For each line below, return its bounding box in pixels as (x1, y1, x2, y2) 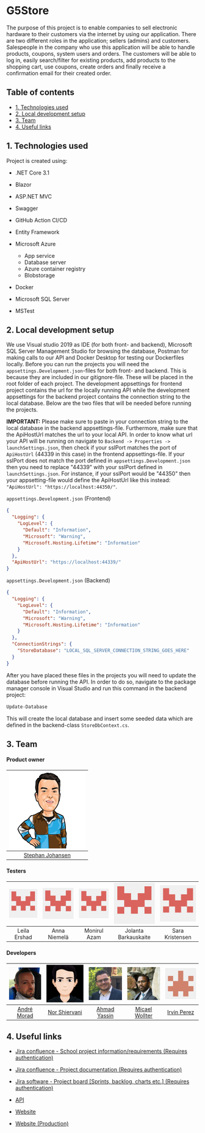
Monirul (84, 927, 104, 934)
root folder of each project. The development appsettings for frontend (6, 380, 182, 388)
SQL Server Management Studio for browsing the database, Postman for (6, 347, 189, 355)
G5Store (6, 4, 49, 18)
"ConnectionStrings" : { (12, 641, 72, 647)
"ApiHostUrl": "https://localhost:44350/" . (6, 483, 118, 491)
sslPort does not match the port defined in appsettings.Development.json (6, 457, 191, 464)
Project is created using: (6, 157, 68, 164)
